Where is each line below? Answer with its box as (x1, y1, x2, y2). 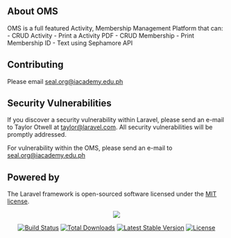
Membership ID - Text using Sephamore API (7, 38, 133, 47)
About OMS (7, 6, 59, 17)
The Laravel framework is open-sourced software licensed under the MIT (7, 190, 217, 198)
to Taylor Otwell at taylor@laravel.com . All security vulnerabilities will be (7, 123, 213, 131)
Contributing (7, 59, 64, 71)
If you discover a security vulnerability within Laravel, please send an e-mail (7, 116, 224, 124)
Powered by (7, 171, 60, 183)
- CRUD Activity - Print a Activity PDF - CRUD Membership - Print (7, 31, 194, 40)
